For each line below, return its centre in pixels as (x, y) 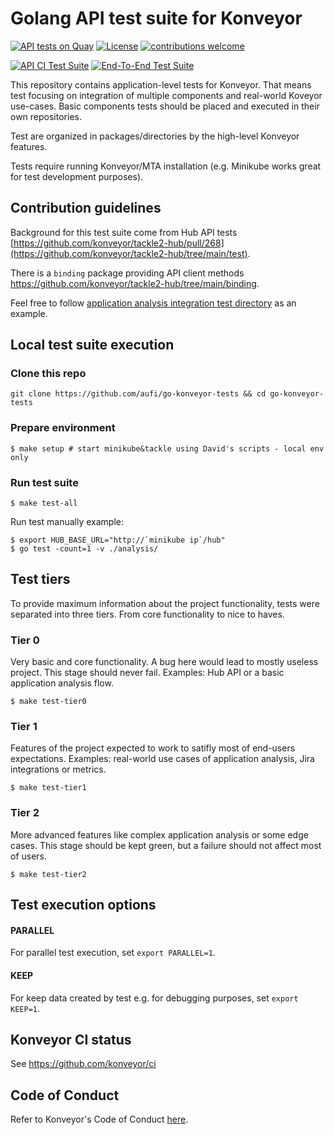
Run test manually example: (67, 522)
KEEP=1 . (25, 1008)
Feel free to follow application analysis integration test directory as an (153, 303)
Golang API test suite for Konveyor (156, 18)
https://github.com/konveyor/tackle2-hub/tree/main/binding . (135, 283)
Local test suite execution (92, 345)
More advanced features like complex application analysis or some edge (159, 834)
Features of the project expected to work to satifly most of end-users (153, 748)
